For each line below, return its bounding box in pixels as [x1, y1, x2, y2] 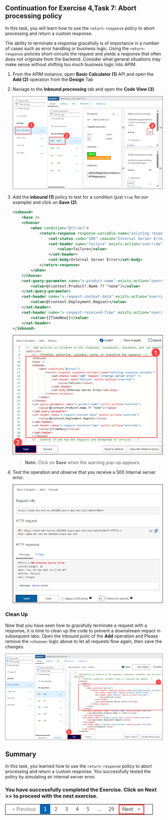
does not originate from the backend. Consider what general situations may [5, 56, 161, 62]
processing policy [5, 12, 62, 21]
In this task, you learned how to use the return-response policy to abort [5, 763, 152, 769]
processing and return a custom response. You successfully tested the [5, 768, 151, 774]
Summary [5, 750, 36, 758]
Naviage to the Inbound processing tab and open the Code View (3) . [12, 86, 156, 92]
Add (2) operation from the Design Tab [12, 76, 93, 82]
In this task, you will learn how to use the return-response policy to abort [5, 25, 155, 31]
